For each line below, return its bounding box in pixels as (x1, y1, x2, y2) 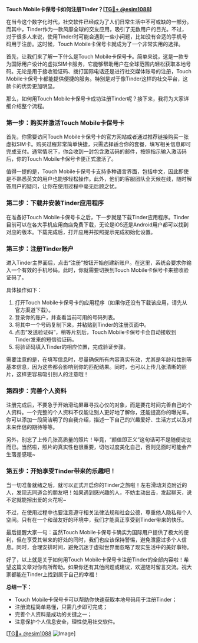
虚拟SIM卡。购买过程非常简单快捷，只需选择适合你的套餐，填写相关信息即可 (6, 141, 192, 148)
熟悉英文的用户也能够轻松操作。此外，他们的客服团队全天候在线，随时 (16, 176, 187, 183)
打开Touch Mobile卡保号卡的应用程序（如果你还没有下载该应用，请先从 (14, 298, 187, 306)
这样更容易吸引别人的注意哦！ (16, 371, 89, 378)
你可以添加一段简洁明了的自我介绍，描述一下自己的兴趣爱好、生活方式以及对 (6, 416, 192, 423)
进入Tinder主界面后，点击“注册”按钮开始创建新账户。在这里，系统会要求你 (6, 259, 187, 266)
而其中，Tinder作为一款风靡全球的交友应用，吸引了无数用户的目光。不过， (6, 26, 187, 33)
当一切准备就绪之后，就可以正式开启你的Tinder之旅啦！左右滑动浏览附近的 (6, 482, 187, 489)
